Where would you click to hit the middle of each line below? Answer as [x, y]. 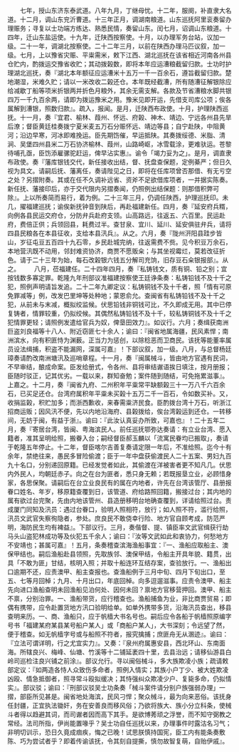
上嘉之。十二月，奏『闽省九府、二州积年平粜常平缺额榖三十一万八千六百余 [116, 385]
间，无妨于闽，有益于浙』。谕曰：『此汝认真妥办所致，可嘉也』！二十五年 [113, 420]
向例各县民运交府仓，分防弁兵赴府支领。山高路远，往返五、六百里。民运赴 [116, 215]
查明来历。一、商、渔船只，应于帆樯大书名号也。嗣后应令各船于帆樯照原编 [116, 616]
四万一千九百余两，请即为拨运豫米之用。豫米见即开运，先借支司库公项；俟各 [119, 99]
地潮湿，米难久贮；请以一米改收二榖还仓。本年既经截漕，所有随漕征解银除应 [119, 82]
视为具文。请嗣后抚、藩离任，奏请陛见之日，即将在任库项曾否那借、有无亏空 [119, 171]
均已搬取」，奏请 [205, 438]
